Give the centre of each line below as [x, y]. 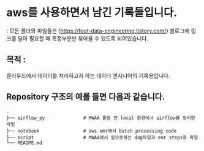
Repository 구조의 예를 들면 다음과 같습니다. [86, 97]
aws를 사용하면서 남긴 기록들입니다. [92, 13]
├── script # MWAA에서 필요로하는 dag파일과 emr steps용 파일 [102, 137]
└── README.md [25, 143]
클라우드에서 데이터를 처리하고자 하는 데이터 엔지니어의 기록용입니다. [88, 75]
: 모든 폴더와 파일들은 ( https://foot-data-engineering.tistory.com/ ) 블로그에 [98, 31]
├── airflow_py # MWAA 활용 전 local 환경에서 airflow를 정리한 [101, 118]
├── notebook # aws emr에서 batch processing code [92, 131]
